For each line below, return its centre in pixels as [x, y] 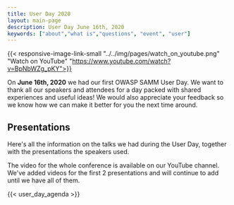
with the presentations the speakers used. [68, 152]
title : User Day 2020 [39, 14]
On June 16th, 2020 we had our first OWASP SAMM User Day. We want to [116, 83]
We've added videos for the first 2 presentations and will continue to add [113, 173]
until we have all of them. [44, 180]
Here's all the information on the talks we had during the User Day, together [117, 144]
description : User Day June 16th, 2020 [66, 27]
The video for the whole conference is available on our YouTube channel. [113, 165]
